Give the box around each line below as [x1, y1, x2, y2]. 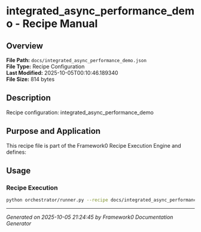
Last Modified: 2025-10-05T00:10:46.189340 [6, 69, 118, 76]
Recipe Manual [22, 17, 98, 30]
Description [6, 93, 51, 103]
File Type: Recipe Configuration [6, 63, 85, 70]
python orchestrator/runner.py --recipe [6, 197, 109, 203]
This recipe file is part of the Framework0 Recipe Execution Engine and [6, 142, 181, 149]
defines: [6, 148, 27, 155]
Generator [6, 220, 32, 227]
